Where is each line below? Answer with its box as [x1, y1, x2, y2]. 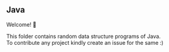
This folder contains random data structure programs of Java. [6, 33, 161, 40]
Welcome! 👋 [6, 21, 36, 28]
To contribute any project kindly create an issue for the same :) [6, 39, 164, 46]
